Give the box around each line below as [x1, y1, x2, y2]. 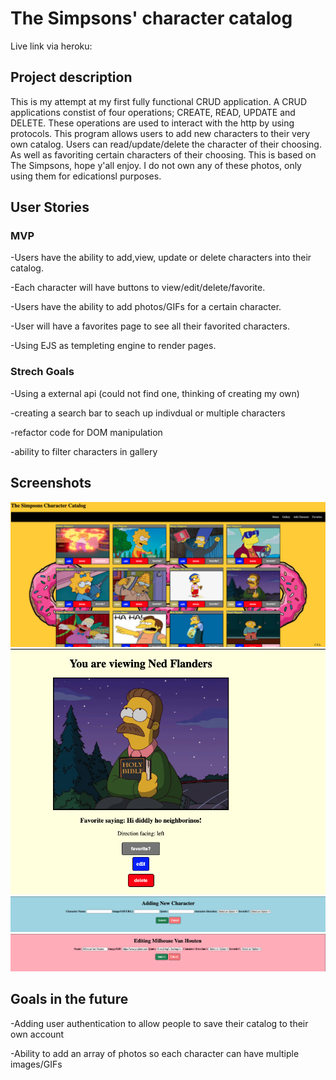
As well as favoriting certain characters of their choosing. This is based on [10, 148, 317, 161]
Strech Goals [10, 365, 75, 379]
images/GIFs [10, 1058, 63, 1070]
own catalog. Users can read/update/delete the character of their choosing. [10, 138, 322, 150]
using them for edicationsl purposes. [10, 170, 162, 182]
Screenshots [10, 475, 92, 492]
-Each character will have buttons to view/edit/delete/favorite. [10, 282, 266, 294]
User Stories [10, 199, 90, 216]
